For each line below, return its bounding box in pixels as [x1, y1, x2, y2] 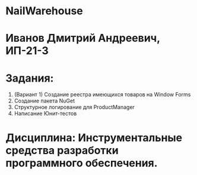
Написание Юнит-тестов [14, 110, 77, 117]
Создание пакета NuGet [14, 97, 75, 105]
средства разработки [5, 143, 119, 157]
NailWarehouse [5, 4, 84, 18]
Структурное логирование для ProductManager [14, 104, 135, 111]
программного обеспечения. [5, 156, 158, 170]
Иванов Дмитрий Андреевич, [5, 32, 160, 45]
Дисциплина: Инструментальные [5, 131, 182, 144]
